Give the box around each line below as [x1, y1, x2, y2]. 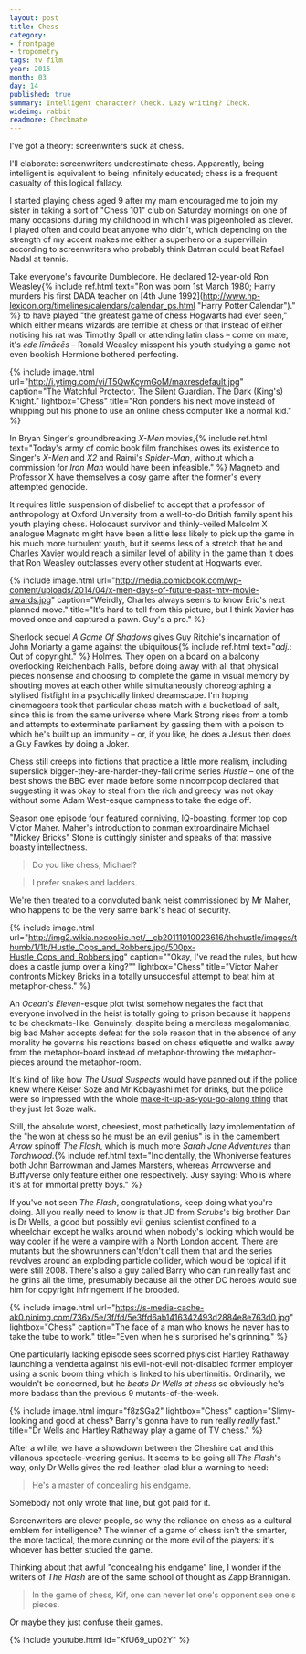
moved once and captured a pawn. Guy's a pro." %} [9, 614, 206, 625]
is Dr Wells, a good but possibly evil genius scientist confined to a [9, 1216, 257, 1227]
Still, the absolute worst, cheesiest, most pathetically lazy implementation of [9, 1121, 296, 1132]
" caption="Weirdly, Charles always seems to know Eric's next [50, 595, 286, 606]
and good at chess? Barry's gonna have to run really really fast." [39, 1415, 281, 1426]
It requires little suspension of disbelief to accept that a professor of [9, 499, 265, 510]
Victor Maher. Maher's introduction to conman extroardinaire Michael [9, 822, 269, 833]
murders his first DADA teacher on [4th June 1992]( [9, 291, 204, 302]
